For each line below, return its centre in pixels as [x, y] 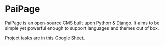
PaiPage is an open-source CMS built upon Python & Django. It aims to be [82, 23]
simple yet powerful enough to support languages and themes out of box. [82, 28]
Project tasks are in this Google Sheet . [45, 38]
